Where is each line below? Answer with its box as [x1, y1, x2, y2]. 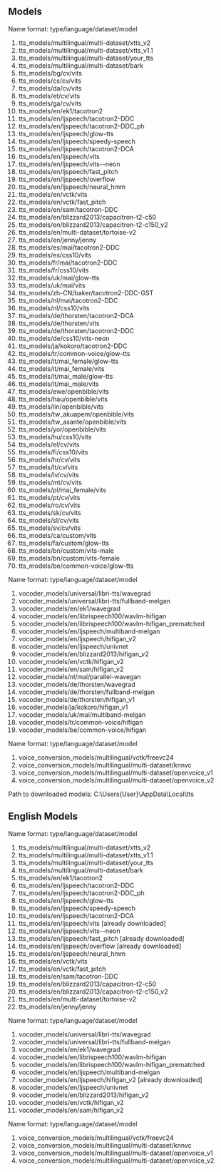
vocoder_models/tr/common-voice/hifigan [18, 718, 143, 726]
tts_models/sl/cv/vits [18, 516, 80, 524]
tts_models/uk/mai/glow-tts [18, 273, 100, 282]
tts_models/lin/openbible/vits [18, 402, 104, 411]
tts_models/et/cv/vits [18, 91, 81, 100]
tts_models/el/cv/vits [18, 440, 80, 449]
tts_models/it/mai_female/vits [18, 364, 105, 373]
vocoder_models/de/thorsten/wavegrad [18, 680, 136, 688]
